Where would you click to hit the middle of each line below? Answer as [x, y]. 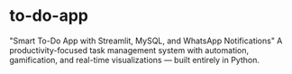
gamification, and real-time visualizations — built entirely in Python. [134, 60]
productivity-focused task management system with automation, [129, 50]
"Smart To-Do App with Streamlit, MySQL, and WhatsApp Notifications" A [146, 41]
